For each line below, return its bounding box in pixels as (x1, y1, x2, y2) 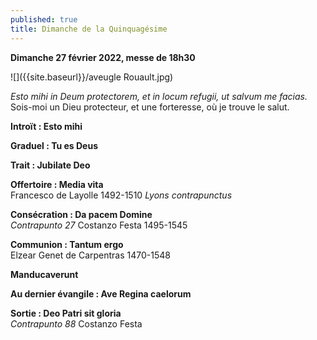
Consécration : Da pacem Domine (10, 208, 153, 220)
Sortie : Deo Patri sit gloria (10, 307, 122, 319)
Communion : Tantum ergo (10, 238, 124, 250)
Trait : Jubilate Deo (10, 159, 91, 171)
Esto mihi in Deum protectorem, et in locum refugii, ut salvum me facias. (10, 90, 308, 102)
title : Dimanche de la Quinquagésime (10, 24, 168, 34)
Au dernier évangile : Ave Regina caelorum (10, 287, 192, 300)
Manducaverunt (10, 268, 79, 280)
